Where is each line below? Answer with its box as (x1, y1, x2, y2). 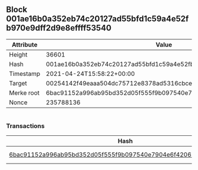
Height (9, 50, 28, 58)
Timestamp (9, 69, 41, 78)
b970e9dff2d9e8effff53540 (6, 23, 112, 33)
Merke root (9, 88, 40, 96)
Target (9, 79, 28, 87)
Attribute (11, 41, 38, 49)
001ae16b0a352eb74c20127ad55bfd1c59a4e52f (6, 14, 189, 24)
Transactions (6, 122, 45, 130)
